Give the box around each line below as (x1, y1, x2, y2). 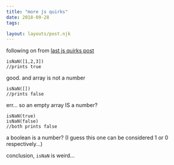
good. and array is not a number (6, 74, 86, 81)
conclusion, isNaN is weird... (6, 152, 75, 159)
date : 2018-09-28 (6, 14, 50, 20)
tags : (6, 20, 20, 26)
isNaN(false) (6, 118, 39, 124)
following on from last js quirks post (6, 47, 94, 54)
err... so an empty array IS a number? (6, 102, 98, 109)
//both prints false (6, 124, 58, 130)
